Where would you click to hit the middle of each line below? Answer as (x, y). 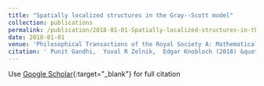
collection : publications (50, 23)
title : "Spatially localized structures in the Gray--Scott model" (121, 15)
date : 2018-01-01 (37, 37)
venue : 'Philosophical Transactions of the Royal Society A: (110, 45)
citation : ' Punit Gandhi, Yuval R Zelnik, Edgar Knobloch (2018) (123, 52)
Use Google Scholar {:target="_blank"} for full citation (94, 74)
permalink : (26, 30)
